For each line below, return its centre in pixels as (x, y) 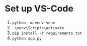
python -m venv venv (33, 23)
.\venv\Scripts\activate (38, 28)
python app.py (27, 38)
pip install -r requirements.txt (47, 33)
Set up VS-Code (39, 9)
